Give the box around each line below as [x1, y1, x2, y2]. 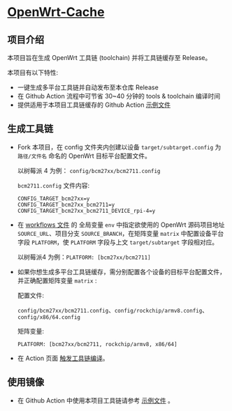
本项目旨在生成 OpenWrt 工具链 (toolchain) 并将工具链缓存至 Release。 [7, 54, 212, 61]
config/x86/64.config [17, 313, 80, 321]
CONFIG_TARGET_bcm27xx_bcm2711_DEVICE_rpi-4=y [17, 207, 156, 214]
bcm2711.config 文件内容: [17, 181, 90, 189]
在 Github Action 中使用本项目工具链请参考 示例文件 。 [17, 396, 175, 405]
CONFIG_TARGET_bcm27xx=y [17, 195, 90, 202]
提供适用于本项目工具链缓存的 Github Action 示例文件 [17, 100, 171, 109]
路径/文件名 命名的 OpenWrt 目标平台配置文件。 [17, 151, 152, 160]
